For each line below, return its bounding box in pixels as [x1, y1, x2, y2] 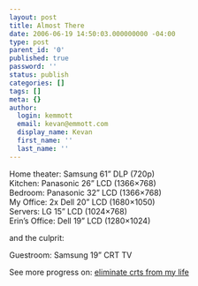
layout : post [9, 12, 57, 22]
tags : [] [9, 87, 42, 95]
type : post [9, 37, 49, 47]
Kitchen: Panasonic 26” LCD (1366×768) [9, 177, 156, 188]
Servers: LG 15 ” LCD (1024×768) [9, 206, 128, 216]
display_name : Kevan [17, 128, 93, 137]
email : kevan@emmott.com [17, 120, 109, 129]
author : [9, 103, 38, 112]
